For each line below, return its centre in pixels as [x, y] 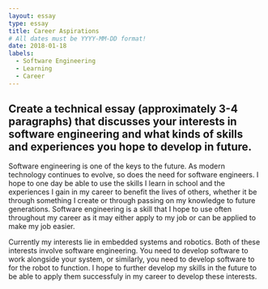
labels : [21, 53]
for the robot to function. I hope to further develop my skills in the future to [133, 268]
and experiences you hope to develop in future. [130, 147]
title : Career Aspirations [54, 31]
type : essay [28, 23]
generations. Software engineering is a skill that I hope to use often [120, 209]
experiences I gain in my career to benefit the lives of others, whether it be [133, 192]
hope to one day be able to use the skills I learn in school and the [117, 184]
